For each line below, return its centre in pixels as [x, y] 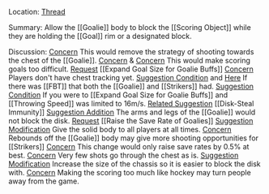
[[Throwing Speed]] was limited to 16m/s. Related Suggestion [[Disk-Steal [131, 103]
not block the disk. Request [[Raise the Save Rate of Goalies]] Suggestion [131, 121]
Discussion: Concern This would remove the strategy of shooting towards [131, 52]
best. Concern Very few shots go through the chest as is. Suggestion [124, 155]
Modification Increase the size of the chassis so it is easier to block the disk [134, 164]
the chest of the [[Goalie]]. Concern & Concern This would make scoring [130, 60]
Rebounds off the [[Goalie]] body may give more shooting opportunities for [134, 138]
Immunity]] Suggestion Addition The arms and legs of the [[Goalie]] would [132, 112]
